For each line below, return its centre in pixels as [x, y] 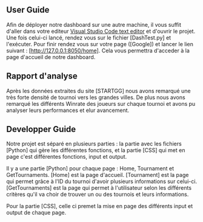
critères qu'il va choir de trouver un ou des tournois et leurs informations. [98, 195]
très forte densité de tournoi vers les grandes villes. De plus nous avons [96, 97]
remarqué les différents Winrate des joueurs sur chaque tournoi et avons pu [101, 103]
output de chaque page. [36, 213]
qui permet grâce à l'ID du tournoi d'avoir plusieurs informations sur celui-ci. [102, 181]
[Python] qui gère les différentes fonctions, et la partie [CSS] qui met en [96, 150]
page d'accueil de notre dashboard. [51, 57]
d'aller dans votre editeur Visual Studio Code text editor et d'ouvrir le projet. [101, 31]
